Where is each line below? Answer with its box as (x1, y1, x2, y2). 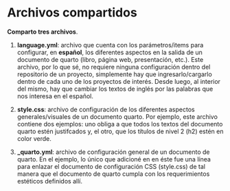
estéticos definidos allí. (16, 177, 82, 185)
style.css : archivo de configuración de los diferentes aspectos (16, 105, 195, 113)
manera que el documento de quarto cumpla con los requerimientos (16, 170, 210, 178)
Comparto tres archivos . (7, 27, 78, 36)
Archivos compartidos (7, 5, 137, 21)
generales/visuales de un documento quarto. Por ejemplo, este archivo (16, 112, 218, 121)
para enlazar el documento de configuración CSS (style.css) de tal (16, 162, 206, 170)
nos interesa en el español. (16, 91, 94, 100)
